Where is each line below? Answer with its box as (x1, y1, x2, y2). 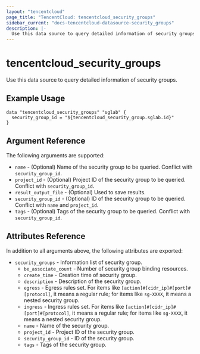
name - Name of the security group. (23, 322, 109, 329)
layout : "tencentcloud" (6, 8, 65, 15)
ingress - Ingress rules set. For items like (23, 303, 124, 310)
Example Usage (6, 94, 65, 104)
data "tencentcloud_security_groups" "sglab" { (6, 109, 127, 115)
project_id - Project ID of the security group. (23, 328, 135, 336)
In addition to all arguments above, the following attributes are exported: (6, 247, 183, 254)
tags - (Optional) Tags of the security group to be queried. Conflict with (14, 207, 190, 215)
